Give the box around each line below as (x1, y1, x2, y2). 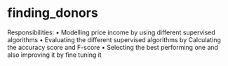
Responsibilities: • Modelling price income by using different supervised (7, 28, 215, 37)
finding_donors (7, 5, 98, 21)
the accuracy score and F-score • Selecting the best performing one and (7, 43, 219, 51)
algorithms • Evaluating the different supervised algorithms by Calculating (7, 35, 221, 44)
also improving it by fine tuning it (7, 51, 102, 59)
